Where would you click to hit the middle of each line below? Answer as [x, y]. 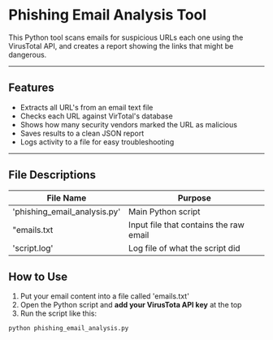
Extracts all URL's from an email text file [87, 107]
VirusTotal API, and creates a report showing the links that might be [121, 45]
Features [31, 88]
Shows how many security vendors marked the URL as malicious [129, 124]
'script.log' [33, 247]
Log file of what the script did [185, 247]
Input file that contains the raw [187, 225]
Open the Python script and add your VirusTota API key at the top [131, 305]
